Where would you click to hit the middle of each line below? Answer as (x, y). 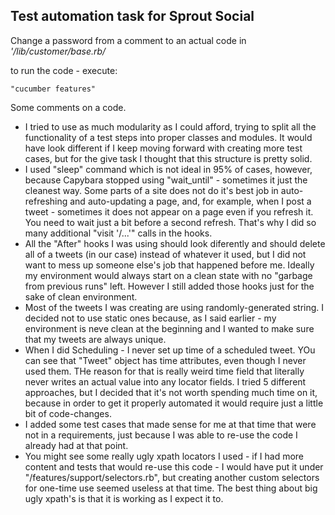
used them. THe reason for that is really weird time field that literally (164, 371)
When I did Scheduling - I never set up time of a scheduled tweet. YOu (170, 350)
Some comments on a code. (68, 107)
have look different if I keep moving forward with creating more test (163, 148)
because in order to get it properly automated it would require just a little (174, 403)
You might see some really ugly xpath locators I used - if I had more (164, 456)
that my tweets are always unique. (95, 339)
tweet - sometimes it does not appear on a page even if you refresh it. (169, 211)
